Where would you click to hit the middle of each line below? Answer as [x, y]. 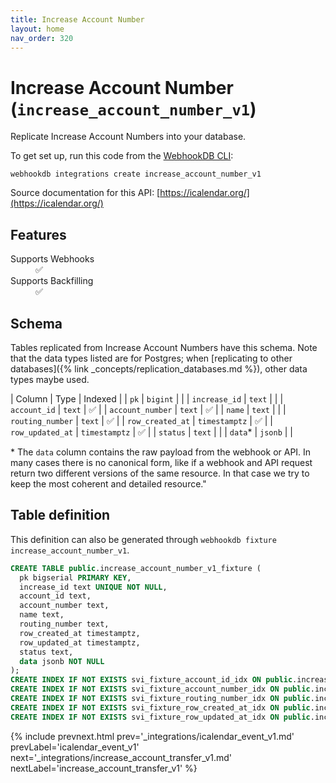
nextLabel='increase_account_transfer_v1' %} [104, 768]
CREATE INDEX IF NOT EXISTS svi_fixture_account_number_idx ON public [160, 689]
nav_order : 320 [42, 38]
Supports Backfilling [52, 281]
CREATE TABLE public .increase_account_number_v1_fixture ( [136, 568]
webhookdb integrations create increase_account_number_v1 [136, 174]
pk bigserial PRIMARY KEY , [75, 577]
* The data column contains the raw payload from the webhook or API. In [161, 452]
